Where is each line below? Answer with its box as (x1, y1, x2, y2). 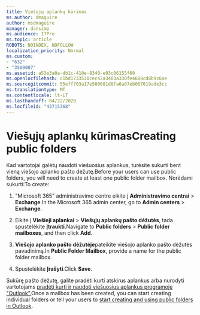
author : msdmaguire (6, 20, 55, 26)
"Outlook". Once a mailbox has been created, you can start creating (6, 290, 172, 297)
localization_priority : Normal (6, 48, 84, 54)
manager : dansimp (6, 25, 50, 32)
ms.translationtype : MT (6, 87, 66, 93)
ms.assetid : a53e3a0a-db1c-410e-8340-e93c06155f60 (6, 70, 135, 76)
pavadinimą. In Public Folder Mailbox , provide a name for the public (14, 247, 181, 255)
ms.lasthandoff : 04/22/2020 (6, 98, 77, 104)
